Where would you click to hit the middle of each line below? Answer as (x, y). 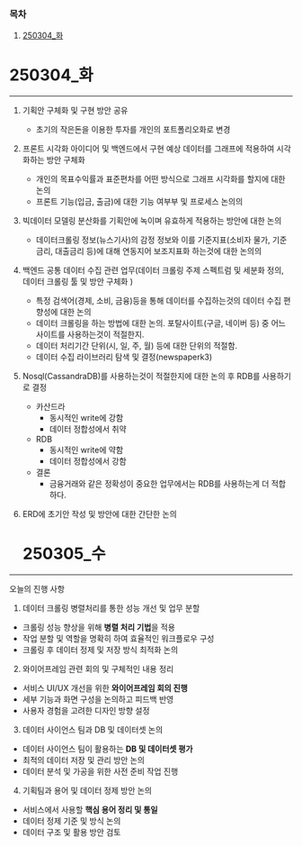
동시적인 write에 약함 (86, 450)
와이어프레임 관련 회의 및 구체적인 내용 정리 (98, 669)
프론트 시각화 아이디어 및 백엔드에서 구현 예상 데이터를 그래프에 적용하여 (148, 149)
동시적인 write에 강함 (86, 418)
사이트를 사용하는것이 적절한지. (90, 334)
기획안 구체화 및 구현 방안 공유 (75, 111)
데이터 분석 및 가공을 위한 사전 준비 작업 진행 (100, 771)
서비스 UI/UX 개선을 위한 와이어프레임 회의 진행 (105, 688)
